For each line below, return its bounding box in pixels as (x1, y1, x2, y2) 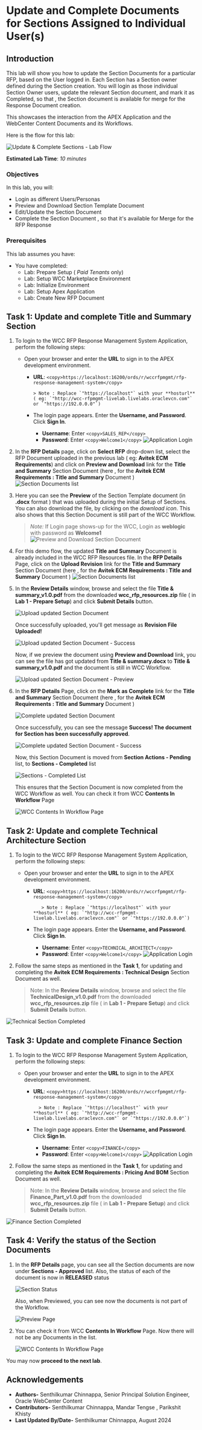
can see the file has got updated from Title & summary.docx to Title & (14, 657, 191, 665)
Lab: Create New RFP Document (24, 294, 104, 301)
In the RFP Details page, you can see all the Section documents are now (14, 1260, 195, 1268)
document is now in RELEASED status (14, 1274, 110, 1281)
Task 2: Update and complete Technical (6, 826, 158, 836)
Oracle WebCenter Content (14, 1397, 83, 1405)
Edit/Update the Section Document (14, 208, 102, 216)
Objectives (6, 170, 39, 179)
